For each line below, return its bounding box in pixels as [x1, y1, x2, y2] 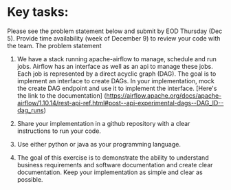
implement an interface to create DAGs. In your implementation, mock [16, 76, 215, 85]
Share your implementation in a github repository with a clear [16, 119, 190, 127]
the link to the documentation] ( [16, 91, 107, 100]
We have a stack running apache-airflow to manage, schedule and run [16, 54, 217, 63]
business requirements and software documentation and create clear [16, 160, 213, 169]
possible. [16, 175, 43, 183]
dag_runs [16, 106, 44, 114]
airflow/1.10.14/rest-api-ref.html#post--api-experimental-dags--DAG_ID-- [16, 98, 224, 107]
